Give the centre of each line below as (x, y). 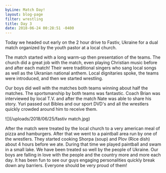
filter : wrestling (24, 19)
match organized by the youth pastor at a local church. (61, 48)
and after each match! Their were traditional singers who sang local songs (81, 68)
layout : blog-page (24, 14)
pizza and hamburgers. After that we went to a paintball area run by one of (81, 134)
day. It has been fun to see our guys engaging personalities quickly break (80, 160)
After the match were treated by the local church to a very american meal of (83, 129)
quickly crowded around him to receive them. (51, 109)
